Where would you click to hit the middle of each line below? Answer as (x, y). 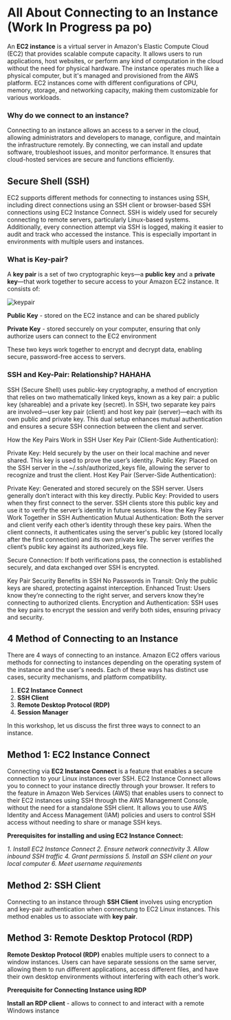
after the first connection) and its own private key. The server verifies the (111, 539)
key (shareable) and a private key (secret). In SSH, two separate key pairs (111, 404)
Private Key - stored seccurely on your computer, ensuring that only (104, 329)
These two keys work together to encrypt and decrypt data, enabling (105, 349)
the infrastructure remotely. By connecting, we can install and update (105, 145)
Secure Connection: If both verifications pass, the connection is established (114, 560)
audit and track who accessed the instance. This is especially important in (112, 235)
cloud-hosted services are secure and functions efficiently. (91, 160)
